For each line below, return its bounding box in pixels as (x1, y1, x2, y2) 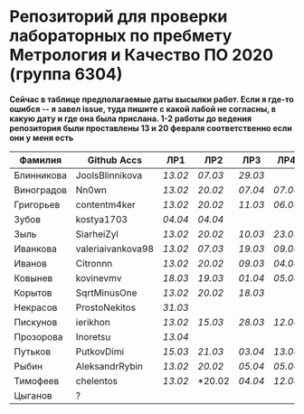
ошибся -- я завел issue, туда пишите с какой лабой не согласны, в (9, 103, 277, 114)
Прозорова (14, 330, 63, 343)
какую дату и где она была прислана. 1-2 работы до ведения (9, 113, 252, 124)
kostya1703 (75, 212, 128, 225)
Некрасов (14, 301, 58, 314)
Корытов (14, 287, 52, 299)
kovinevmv (75, 271, 122, 284)
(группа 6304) (9, 64, 123, 85)
